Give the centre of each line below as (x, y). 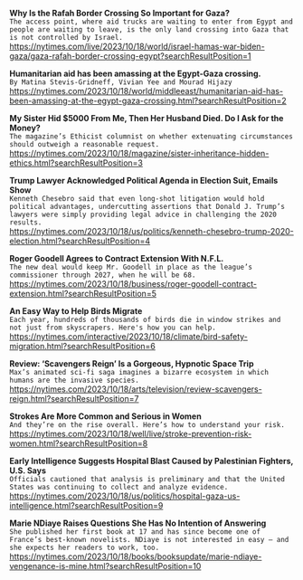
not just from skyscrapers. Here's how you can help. (113, 328)
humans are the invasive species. (75, 380)
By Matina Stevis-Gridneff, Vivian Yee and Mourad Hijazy (121, 82)
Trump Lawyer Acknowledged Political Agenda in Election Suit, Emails (144, 181)
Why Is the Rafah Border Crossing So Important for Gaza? (120, 13)
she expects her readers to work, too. (85, 547)
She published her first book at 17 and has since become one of (135, 532)
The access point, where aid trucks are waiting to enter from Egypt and (151, 22)
